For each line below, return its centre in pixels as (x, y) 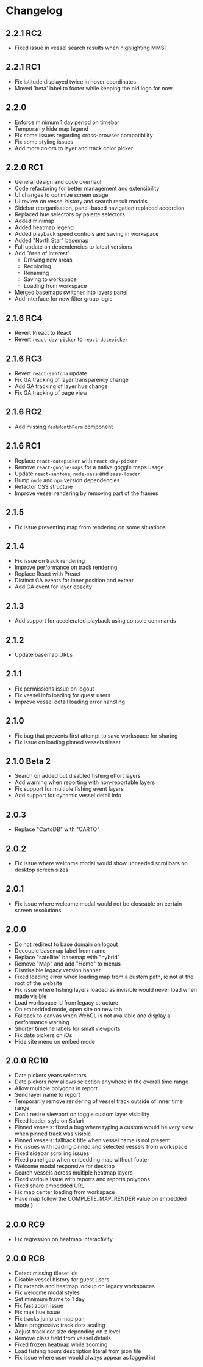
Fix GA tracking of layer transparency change (71, 380)
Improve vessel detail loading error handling (70, 702)
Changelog (34, 11)
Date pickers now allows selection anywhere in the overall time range (101, 1082)
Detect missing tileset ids (46, 1273)
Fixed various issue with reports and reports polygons (82, 1179)
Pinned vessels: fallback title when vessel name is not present (92, 1140)
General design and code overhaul (58, 182)
